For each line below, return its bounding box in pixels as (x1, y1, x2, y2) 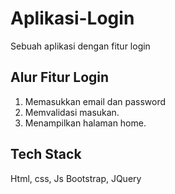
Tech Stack (10, 146, 82, 163)
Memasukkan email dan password (24, 95, 167, 107)
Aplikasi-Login (10, 7, 135, 30)
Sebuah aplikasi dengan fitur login (10, 40, 151, 52)
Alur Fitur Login (10, 69, 110, 86)
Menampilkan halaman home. (24, 117, 147, 129)
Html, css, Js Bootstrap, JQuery (10, 172, 142, 184)
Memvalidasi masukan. (24, 106, 120, 118)
